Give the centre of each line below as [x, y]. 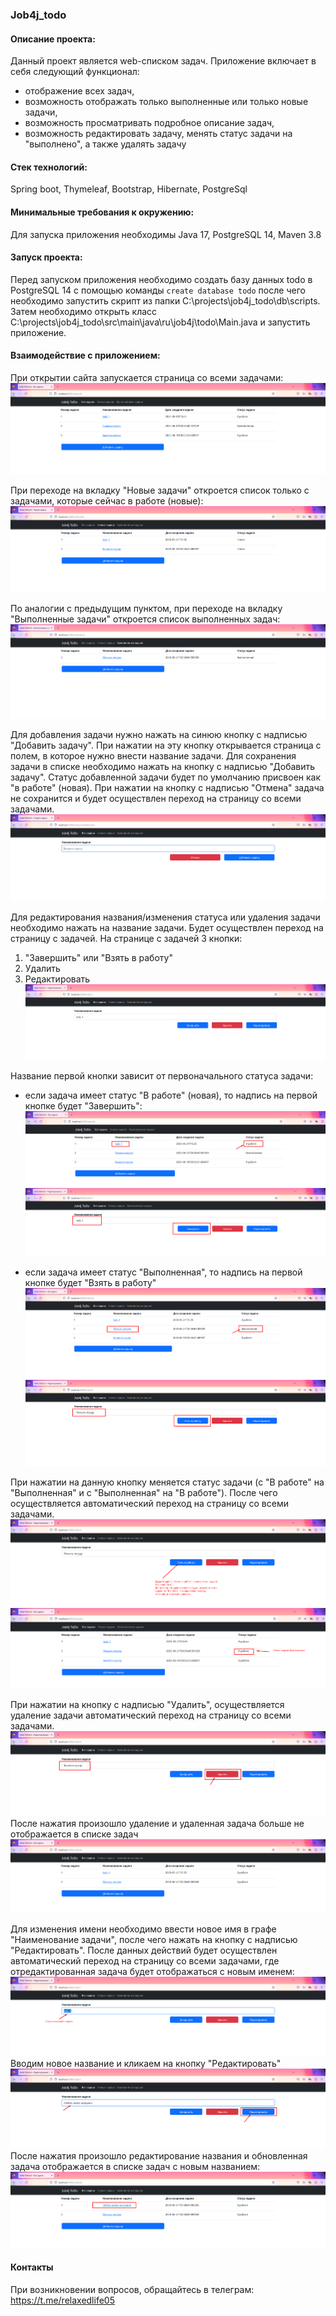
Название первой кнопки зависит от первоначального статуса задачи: [162, 1076]
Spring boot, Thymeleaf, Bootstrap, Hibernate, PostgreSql [129, 189]
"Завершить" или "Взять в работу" [98, 958]
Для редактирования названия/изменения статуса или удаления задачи [165, 917]
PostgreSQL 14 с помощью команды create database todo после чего [158, 290]
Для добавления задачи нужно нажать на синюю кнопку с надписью [159, 735]
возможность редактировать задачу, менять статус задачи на [158, 134]
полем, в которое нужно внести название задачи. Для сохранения [153, 756]
